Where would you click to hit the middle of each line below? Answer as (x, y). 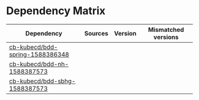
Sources (96, 33)
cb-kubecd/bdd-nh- (39, 64)
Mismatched (166, 30)
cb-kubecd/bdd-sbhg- (42, 81)
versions (166, 37)
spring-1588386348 (39, 54)
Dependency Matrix (56, 11)
